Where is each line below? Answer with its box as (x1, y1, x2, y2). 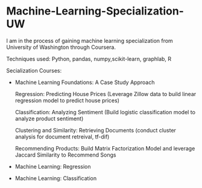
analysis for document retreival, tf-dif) (14, 133, 110, 140)
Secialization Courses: (6, 66, 62, 74)
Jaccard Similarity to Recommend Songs (14, 151, 116, 158)
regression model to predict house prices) (14, 97, 119, 104)
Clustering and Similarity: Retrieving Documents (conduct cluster (14, 126, 177, 134)
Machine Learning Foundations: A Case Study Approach (14, 79, 155, 86)
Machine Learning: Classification (14, 174, 97, 182)
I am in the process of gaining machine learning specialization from (6, 37, 173, 44)
